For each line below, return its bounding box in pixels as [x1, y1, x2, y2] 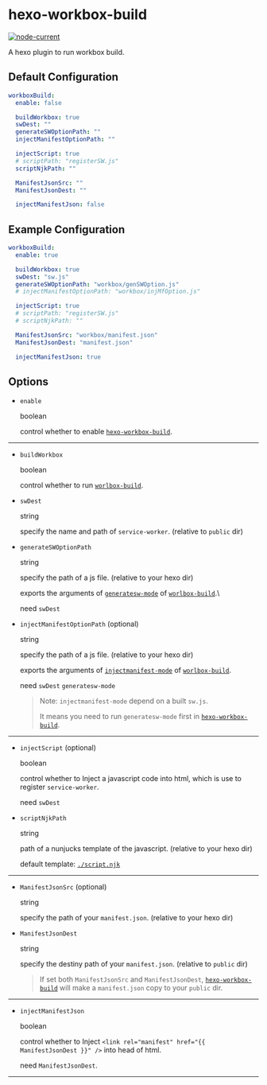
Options [8, 375, 49, 388]
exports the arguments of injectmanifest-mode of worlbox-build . [19, 666, 232, 675]
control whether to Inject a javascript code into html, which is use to [19, 774, 242, 784]
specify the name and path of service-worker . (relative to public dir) [19, 527, 244, 536]
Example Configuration [8, 223, 126, 236]
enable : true [15, 251, 59, 259]
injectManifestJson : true [15, 352, 102, 361]
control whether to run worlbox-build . [19, 480, 144, 490]
